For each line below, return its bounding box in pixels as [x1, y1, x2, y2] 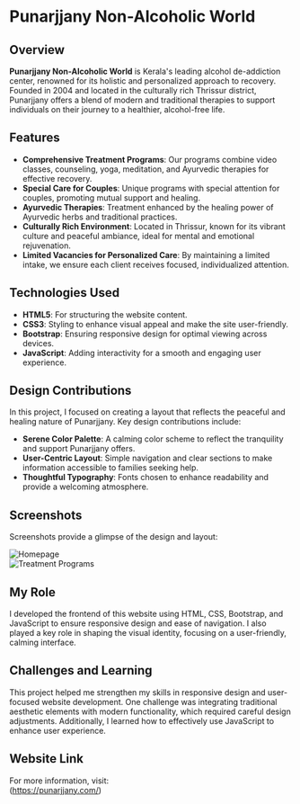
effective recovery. [22, 173, 93, 183]
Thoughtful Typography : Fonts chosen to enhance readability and [22, 472, 269, 483]
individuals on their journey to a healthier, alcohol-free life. [9, 104, 225, 114]
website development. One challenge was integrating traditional [41, 696, 278, 707]
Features [9, 130, 60, 146]
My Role [9, 585, 57, 600]
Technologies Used [9, 285, 119, 300]
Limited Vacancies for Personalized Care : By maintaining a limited [22, 249, 270, 260]
